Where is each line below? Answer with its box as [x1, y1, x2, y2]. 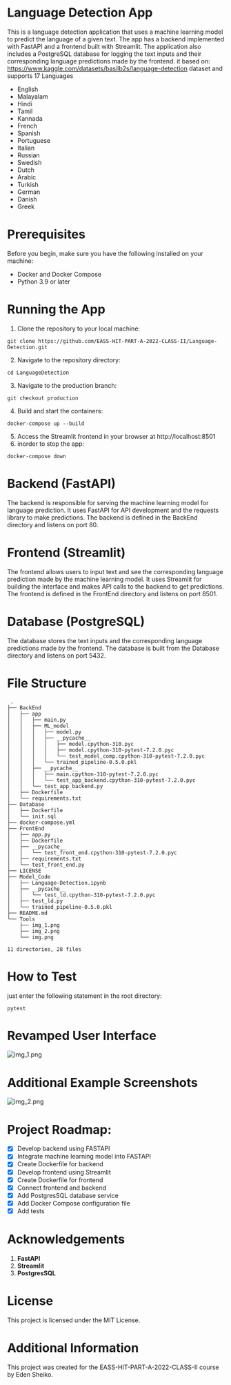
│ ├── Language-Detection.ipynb [7, 879, 107, 886]
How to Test [7, 968, 77, 984]
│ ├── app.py [7, 831, 51, 838]
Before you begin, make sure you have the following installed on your [7, 249, 203, 257]
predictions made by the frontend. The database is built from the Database [7, 644, 219, 652]
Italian [17, 144, 35, 152]
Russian [17, 150, 40, 159]
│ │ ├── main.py [7, 716, 67, 723]
